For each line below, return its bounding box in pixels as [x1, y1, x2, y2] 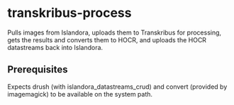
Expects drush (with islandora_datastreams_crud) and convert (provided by [7, 82, 228, 91]
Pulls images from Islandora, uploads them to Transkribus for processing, [7, 28, 222, 37]
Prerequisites [7, 63, 68, 75]
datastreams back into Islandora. [7, 43, 104, 51]
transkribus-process [7, 5, 132, 21]
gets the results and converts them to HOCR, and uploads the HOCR [7, 35, 207, 44]
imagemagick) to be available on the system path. [7, 89, 153, 98]
